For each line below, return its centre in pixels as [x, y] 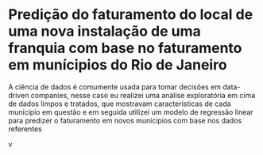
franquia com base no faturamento [125, 48]
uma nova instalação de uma [104, 31]
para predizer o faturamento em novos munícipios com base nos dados [125, 120]
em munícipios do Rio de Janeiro [118, 65]
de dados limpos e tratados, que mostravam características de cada [120, 104]
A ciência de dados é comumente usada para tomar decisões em [114, 87]
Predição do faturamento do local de [131, 15]
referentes [25, 129]
